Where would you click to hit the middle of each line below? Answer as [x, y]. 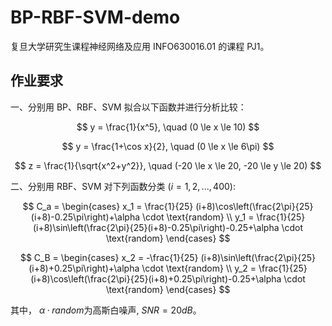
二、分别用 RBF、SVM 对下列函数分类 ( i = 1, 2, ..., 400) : [123, 186]
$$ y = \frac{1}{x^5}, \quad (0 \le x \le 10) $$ [168, 127]
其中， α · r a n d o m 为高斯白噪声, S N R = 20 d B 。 [106, 310]
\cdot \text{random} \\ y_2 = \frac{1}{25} [224, 268]
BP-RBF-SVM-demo [95, 17]
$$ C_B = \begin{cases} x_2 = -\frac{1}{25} [109, 257]
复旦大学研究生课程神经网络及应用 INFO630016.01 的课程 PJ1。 [140, 46]
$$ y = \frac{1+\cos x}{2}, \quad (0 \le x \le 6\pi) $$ [168, 146]
